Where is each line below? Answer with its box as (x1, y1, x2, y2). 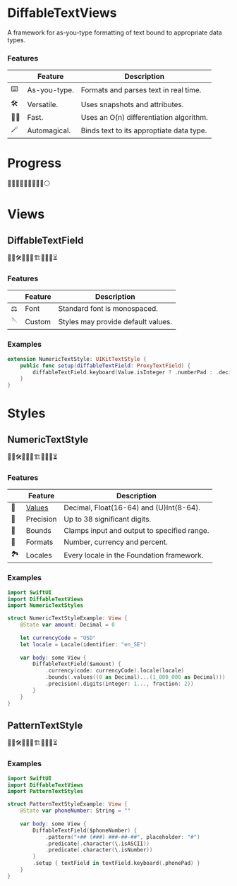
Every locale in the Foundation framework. (63, 550, 204, 560)
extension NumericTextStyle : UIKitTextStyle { (7, 355, 147, 362)
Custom (25, 316, 51, 326)
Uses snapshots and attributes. (80, 99, 184, 109)
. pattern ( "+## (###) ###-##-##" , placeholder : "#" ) (44, 833, 200, 840)
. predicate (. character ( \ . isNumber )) (44, 847, 153, 854)
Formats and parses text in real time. (80, 85, 202, 94)
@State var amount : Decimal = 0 (20, 622, 115, 629)
